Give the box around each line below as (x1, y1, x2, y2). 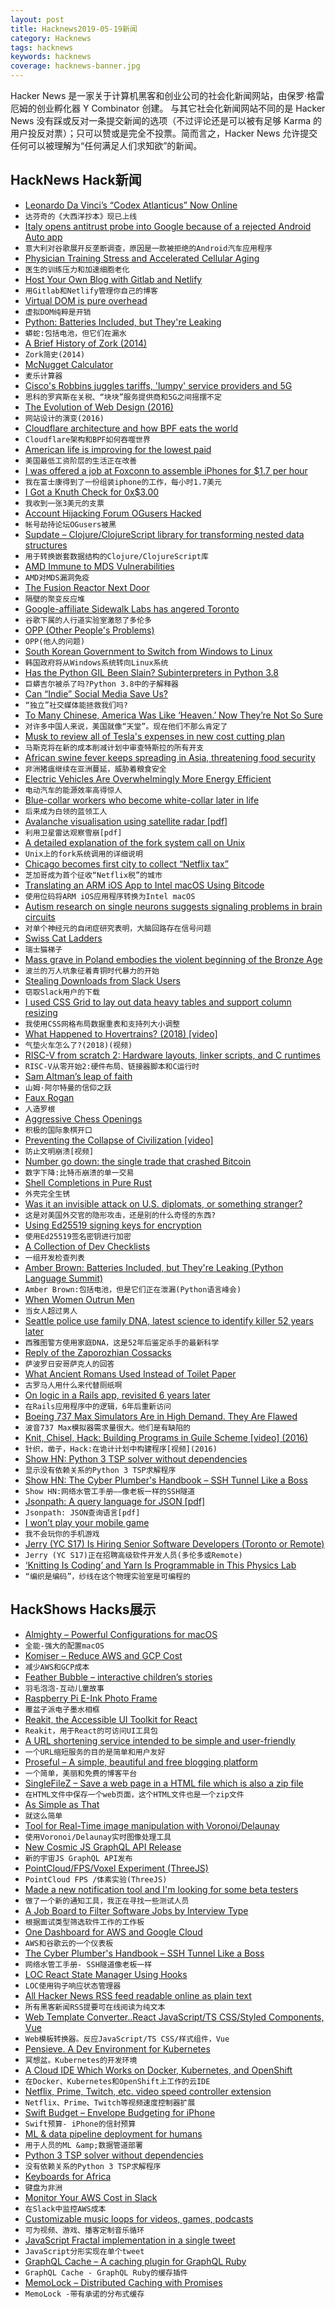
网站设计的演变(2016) (24, 413, 105, 423)
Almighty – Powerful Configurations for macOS (24, 1628, 218, 1640)
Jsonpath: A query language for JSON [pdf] (24, 1495, 206, 1507)
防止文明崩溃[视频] (24, 1146, 95, 1156)
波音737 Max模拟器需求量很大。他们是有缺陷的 (24, 1422, 191, 1433)
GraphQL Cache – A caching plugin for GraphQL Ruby (24, 2255, 247, 2267)
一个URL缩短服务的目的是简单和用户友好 (24, 1747, 166, 1757)
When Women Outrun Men (24, 1293, 135, 1305)
